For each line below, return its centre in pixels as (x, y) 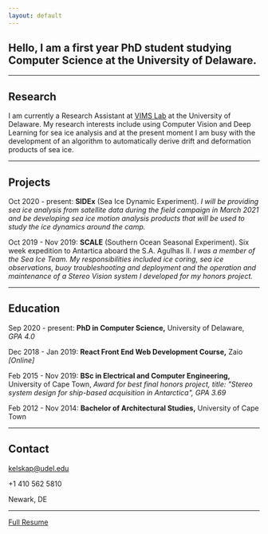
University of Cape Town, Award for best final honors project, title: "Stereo (130, 384)
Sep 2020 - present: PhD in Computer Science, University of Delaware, (126, 328)
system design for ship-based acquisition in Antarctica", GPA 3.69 (117, 392)
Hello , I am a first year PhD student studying (120, 48)
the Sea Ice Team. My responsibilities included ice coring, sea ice (116, 259)
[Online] (22, 360)
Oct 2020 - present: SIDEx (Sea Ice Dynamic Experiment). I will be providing (134, 202)
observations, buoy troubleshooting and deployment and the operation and (132, 268)
